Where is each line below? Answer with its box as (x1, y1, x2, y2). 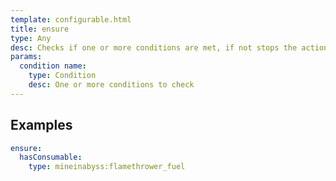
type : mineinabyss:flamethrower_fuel (28, 162, 186, 172)
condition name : (19, 61, 87, 71)
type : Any (10, 33, 52, 43)
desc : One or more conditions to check (28, 80, 195, 90)
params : (10, 52, 43, 62)
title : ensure (10, 24, 70, 34)
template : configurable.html (10, 14, 132, 25)
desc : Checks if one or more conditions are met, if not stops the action (10, 42, 329, 53)
